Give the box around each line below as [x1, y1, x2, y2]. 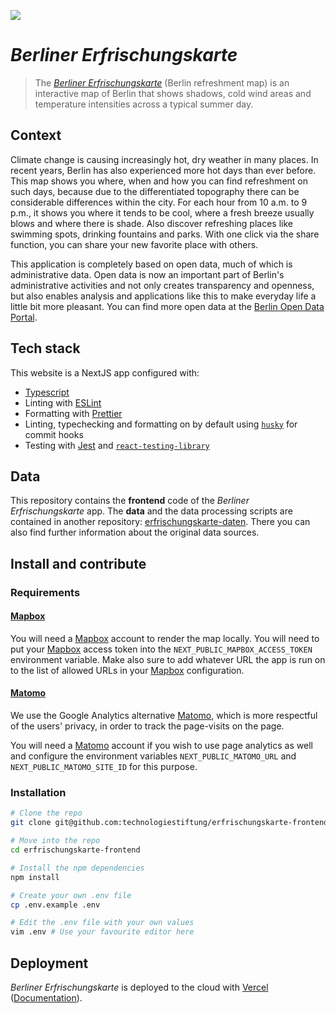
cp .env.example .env [10, 900, 101, 910]
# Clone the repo [10, 808, 83, 819]
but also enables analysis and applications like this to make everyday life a [10, 290, 317, 302]
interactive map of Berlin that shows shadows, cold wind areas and [34, 87, 312, 99]
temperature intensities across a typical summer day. [34, 98, 254, 110]
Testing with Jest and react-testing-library [24, 439, 210, 451]
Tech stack [10, 340, 81, 357]
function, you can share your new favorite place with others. [10, 238, 259, 250]
